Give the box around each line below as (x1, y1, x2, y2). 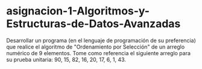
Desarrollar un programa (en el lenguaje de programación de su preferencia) (6, 37, 196, 44)
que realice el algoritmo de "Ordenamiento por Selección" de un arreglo (6, 43, 185, 50)
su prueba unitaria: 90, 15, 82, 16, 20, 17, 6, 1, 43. (6, 56, 127, 63)
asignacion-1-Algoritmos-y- (6, 4, 150, 18)
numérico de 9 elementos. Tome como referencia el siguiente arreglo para (6, 49, 191, 56)
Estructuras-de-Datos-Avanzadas (6, 17, 181, 31)
